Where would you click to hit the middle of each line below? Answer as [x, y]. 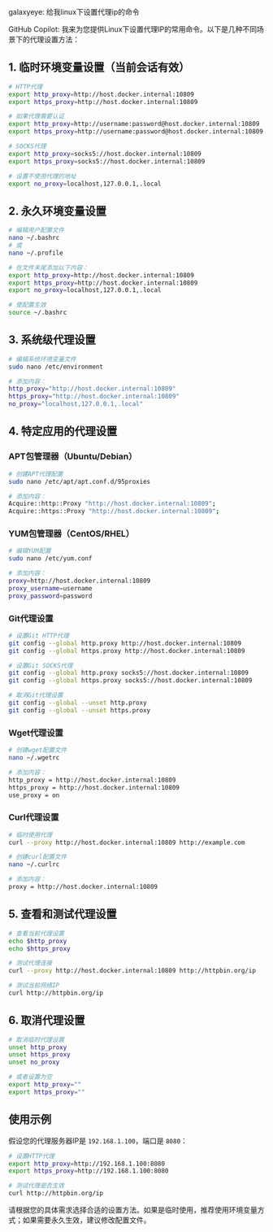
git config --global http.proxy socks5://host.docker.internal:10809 [129, 673]
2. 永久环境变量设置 [58, 211]
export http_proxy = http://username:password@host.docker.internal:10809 [134, 124]
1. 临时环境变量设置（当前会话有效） [99, 67]
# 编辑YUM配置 [30, 551]
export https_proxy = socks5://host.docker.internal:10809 [107, 161]
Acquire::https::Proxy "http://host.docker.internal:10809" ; [114, 512]
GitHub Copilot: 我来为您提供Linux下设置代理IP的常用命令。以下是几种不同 [133, 29]
